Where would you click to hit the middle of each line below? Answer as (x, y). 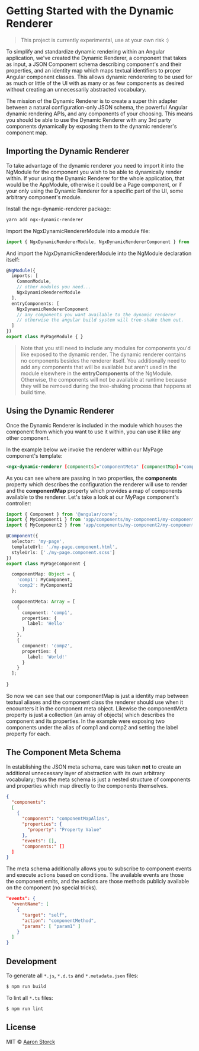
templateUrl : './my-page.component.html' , (65, 547)
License (21, 1028)
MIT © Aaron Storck (31, 1041)
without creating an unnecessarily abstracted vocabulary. (76, 89)
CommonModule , (34, 281)
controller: (19, 503)
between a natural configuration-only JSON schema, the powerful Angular (97, 107)
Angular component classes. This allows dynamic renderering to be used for (99, 77)
